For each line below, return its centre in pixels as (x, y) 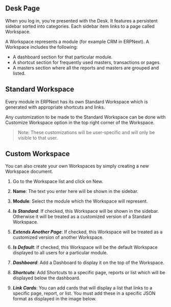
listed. (19, 73)
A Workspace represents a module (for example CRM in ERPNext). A (77, 41)
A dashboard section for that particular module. (63, 57)
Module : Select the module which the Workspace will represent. (80, 201)
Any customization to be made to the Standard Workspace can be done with (86, 117)
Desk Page (22, 8)
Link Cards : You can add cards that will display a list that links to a (82, 288)
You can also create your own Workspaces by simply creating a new (77, 166)
